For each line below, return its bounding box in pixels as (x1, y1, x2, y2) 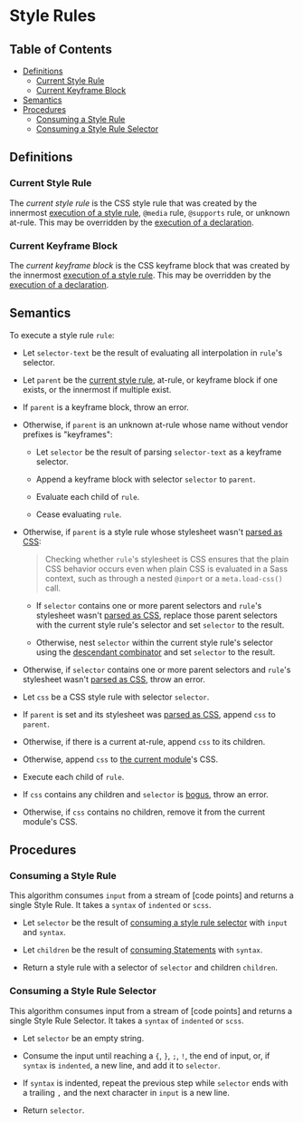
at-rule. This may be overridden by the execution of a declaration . (9, 217, 255, 228)
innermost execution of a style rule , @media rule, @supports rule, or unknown (9, 207, 290, 218)
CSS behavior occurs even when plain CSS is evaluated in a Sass (44, 563, 288, 574)
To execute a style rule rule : (9, 329, 115, 340)
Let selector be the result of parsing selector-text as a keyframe (35, 446, 282, 457)
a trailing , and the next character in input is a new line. (22, 1087, 231, 1098)
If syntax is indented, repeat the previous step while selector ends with (22, 1077, 289, 1089)
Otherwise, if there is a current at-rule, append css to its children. (22, 736, 266, 747)
